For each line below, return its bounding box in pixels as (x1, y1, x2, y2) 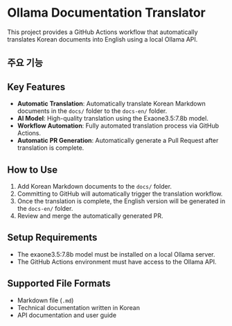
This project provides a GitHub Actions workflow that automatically (7, 28, 199, 36)
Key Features (7, 81, 66, 93)
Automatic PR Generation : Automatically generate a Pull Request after (17, 137, 219, 145)
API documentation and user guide (17, 311, 116, 319)
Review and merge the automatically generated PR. (17, 212, 163, 220)
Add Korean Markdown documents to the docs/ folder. (17, 182, 172, 190)
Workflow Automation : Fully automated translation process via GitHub (17, 121, 220, 130)
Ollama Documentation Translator (7, 5, 206, 21)
